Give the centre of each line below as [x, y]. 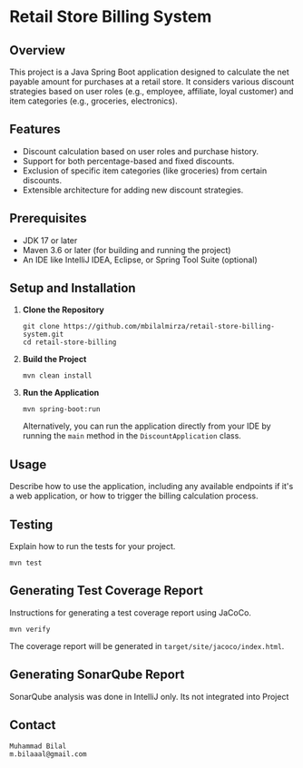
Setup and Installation [73, 288]
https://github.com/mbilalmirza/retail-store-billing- [169, 327]
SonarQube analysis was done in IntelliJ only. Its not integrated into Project [149, 696]
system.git [43, 335]
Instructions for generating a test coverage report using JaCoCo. [131, 612]
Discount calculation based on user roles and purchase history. [141, 151]
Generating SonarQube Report [97, 675]
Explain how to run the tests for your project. [93, 546]
